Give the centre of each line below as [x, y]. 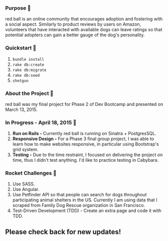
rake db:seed [26, 75]
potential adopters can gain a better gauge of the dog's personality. [75, 35]
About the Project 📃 [29, 93]
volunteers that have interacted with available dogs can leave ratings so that [84, 30]
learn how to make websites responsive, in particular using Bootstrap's [86, 144]
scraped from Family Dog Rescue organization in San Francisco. [79, 205]
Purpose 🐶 [18, 8]
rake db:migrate [29, 70]
